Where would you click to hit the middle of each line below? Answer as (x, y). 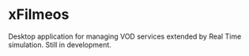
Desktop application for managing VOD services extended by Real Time (125, 36)
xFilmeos (39, 15)
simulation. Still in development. (60, 44)
